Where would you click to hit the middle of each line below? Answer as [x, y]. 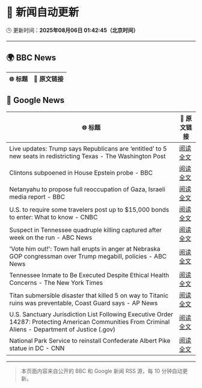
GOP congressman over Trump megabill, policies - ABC [88, 256]
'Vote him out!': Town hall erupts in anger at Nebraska [85, 249]
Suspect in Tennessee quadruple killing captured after [86, 230]
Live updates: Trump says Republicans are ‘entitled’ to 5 [88, 148]
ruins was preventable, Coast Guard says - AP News [84, 303]
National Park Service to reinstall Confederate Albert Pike [90, 340]
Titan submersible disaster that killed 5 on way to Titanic [89, 295]
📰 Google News [35, 100]
